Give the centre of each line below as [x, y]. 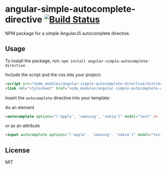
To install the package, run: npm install [45, 61]
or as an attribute [23, 126]
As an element [20, 107]
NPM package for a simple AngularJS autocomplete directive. [68, 33]
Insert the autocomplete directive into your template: [58, 98]
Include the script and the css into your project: [53, 75]
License [18, 150]
